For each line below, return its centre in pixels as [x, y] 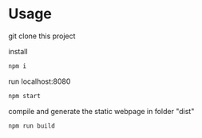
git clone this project [42, 36]
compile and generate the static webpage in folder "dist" [101, 111]
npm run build [32, 126]
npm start [25, 96]
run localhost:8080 [40, 81]
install [18, 51]
